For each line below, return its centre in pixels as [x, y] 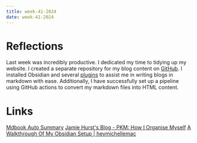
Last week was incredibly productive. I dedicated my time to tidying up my [96, 62]
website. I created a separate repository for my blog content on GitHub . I [94, 69]
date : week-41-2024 [30, 17]
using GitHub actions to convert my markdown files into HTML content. [92, 87]
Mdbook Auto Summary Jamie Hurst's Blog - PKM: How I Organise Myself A [99, 128]
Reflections [35, 46]
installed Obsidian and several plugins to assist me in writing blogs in [90, 75]
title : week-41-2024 [32, 11]
